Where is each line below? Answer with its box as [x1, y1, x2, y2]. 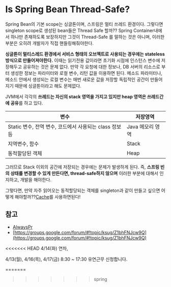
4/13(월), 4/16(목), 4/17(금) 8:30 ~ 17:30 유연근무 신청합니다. [5, 256, 128, 262]
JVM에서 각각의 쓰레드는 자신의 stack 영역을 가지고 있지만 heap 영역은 [5, 93, 147, 100]
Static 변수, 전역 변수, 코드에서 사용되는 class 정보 [8, 123, 121, 130]
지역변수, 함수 [8, 140, 39, 147]
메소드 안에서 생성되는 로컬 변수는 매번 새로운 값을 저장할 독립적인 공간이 [5, 76, 149, 82]
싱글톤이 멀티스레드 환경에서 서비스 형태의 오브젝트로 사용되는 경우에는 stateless [5, 51, 165, 57]
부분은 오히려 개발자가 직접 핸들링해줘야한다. [5, 40, 94, 46]
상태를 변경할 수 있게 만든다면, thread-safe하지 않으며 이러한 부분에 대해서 [10, 170, 159, 176]
